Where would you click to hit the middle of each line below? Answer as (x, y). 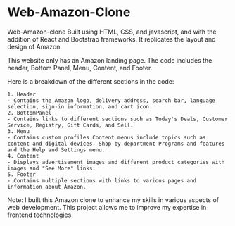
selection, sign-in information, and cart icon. (80, 106)
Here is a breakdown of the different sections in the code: (91, 81)
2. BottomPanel (30, 113)
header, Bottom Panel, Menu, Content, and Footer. (80, 68)
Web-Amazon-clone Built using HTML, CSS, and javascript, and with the (112, 32)
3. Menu (19, 131)
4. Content (23, 156)
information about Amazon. (47, 187)
